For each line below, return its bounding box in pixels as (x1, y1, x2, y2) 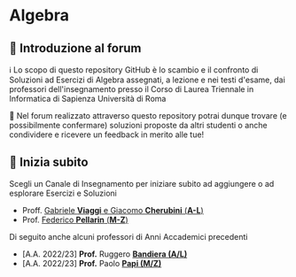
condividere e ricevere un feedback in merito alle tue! (9, 129, 205, 140)
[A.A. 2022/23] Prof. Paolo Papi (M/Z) (21, 258, 162, 268)
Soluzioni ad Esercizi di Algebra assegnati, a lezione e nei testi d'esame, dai (9, 74, 285, 85)
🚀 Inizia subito (9, 155, 89, 170)
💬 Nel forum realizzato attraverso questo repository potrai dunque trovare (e (9, 111, 287, 120)
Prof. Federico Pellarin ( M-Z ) (21, 214, 129, 225)
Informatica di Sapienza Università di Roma (9, 94, 167, 104)
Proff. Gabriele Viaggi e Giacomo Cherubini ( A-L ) (21, 204, 204, 215)
